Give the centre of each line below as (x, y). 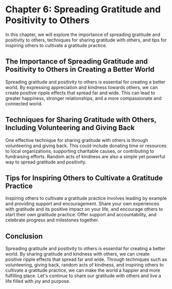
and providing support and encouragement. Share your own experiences (82, 204)
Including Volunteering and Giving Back (70, 128)
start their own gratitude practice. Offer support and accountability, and (81, 215)
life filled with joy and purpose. (38, 281)
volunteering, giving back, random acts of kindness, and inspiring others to (85, 265)
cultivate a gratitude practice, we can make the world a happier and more (83, 271)
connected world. (24, 104)
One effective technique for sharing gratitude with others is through (77, 140)
